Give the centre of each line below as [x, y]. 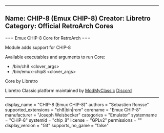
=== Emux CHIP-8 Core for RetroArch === [48, 38]
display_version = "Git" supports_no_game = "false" [57, 125]
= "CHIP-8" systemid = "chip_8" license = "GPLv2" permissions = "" [73, 120]
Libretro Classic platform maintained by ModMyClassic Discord [68, 90]
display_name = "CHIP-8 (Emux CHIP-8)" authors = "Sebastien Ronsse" [77, 104]
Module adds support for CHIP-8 [38, 47]
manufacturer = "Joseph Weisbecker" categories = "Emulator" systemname [81, 115]
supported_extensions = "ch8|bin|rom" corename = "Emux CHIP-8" [73, 110]
